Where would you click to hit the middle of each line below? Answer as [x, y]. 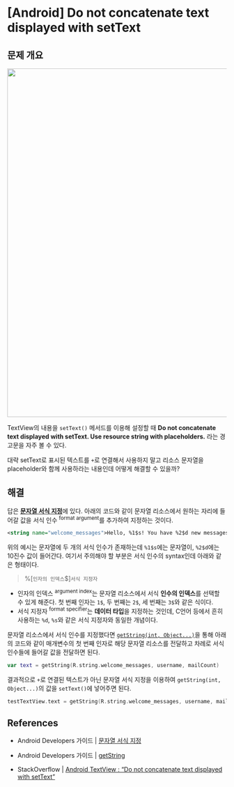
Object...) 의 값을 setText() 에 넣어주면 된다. [69, 688]
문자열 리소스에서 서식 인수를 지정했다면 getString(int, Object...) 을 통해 [110, 634]
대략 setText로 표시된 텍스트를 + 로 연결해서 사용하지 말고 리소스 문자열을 [106, 460]
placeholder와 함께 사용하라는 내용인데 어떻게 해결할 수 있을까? [94, 469]
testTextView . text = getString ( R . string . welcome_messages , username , [110, 701]
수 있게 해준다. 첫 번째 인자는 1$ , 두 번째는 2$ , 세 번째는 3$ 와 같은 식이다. [115, 602]
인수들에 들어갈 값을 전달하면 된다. [54, 652]
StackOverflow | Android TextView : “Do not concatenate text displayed [120, 770]
